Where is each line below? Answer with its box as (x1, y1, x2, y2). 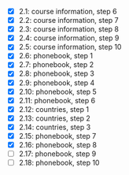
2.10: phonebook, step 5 (18, 87, 98, 96)
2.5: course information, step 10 (18, 43, 122, 52)
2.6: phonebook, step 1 (18, 51, 94, 61)
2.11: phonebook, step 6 (18, 95, 96, 105)
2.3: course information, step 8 (18, 24, 120, 34)
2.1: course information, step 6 (18, 7, 117, 16)
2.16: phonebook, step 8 (18, 140, 98, 149)
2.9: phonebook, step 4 (18, 78, 95, 87)
